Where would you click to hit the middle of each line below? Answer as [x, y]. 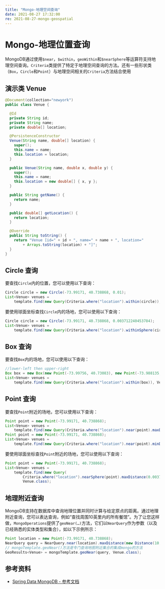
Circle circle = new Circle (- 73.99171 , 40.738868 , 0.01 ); [66, 293]
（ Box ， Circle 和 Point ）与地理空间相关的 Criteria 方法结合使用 [68, 71]
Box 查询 [18, 346]
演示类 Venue [26, 88]
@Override [19, 231]
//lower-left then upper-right [37, 369]
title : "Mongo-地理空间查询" [33, 10]
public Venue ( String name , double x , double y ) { [61, 168]
